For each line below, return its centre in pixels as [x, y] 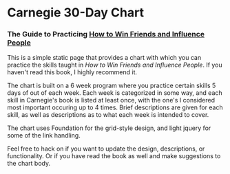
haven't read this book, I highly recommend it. [72, 72]
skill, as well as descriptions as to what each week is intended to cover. [108, 115]
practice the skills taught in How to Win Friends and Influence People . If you [115, 65]
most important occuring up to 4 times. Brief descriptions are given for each [115, 107]
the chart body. [29, 164]
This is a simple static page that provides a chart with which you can [104, 58]
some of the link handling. [44, 135]
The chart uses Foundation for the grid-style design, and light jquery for [109, 128]
